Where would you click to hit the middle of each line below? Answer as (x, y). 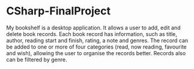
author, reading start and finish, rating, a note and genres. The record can (97, 40)
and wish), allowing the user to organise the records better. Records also (96, 53)
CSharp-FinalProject (59, 11)
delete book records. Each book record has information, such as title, (92, 34)
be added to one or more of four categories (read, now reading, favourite (97, 47)
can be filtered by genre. (37, 59)
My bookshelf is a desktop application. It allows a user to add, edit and (93, 28)
